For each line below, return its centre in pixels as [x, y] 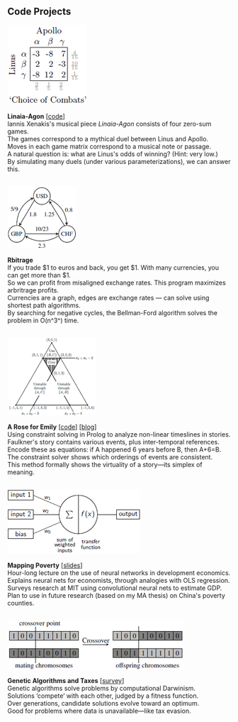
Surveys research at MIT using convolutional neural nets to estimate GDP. [115, 588]
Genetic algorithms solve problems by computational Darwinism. [102, 688]
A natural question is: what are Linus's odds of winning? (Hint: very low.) [113, 154]
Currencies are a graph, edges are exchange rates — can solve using [108, 297]
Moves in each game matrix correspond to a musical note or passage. [109, 146]
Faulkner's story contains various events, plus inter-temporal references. [113, 442]
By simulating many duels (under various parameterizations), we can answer [119, 161]
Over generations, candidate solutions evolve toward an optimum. [103, 703]
